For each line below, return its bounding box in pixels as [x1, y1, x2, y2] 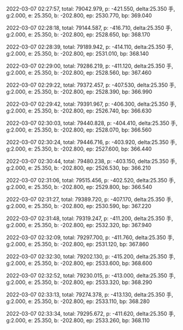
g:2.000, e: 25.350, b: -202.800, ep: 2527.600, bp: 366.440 [6, 145, 152, 152]
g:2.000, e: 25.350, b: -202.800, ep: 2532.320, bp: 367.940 [6, 222, 152, 228]
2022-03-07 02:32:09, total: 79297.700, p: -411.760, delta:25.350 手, [6, 234, 175, 241]
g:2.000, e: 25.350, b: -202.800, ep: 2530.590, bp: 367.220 [6, 203, 152, 209]
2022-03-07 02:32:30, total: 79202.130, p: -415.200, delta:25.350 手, [6, 253, 176, 260]
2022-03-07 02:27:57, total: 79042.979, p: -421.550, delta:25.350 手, [6, 5, 176, 12]
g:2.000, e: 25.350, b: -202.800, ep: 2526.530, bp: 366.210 [6, 164, 151, 172]
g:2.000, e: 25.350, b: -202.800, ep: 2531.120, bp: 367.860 [6, 241, 149, 247]
